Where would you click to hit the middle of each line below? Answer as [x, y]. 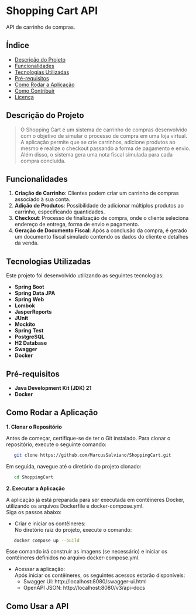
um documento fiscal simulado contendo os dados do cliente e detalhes [101, 237]
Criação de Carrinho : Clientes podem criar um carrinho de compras [97, 193]
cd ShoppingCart [34, 477]
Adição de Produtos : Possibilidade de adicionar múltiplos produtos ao [99, 206]
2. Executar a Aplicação [36, 488]
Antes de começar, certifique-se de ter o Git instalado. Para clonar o [88, 438]
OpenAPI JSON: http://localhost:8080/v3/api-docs [84, 588]
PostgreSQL [30, 337]
